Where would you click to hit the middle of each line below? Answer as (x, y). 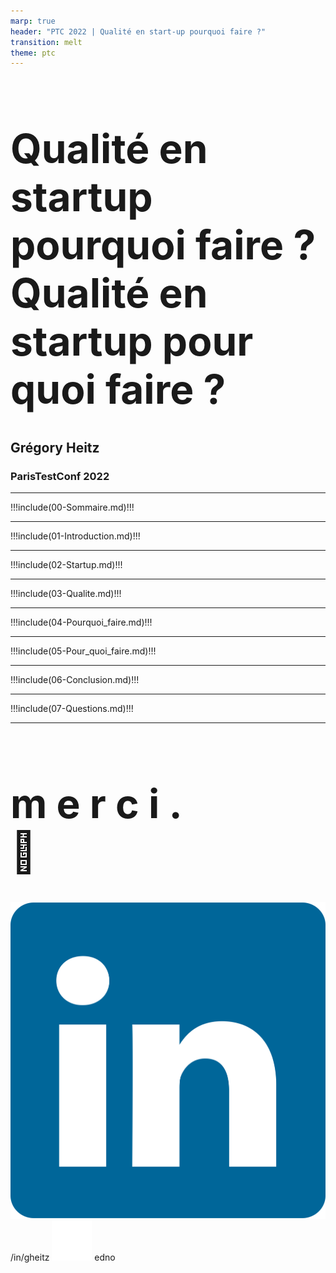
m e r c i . (96, 803)
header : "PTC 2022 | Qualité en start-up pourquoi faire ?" (138, 31)
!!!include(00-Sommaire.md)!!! (72, 507)
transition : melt (46, 42)
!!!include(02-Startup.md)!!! (66, 565)
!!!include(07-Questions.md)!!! (72, 709)
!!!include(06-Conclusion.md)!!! (75, 680)
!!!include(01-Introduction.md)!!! (75, 536)
